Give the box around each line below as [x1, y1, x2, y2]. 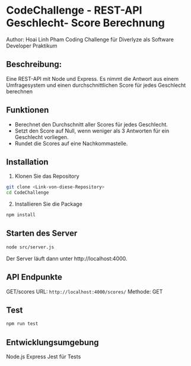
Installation [6, 157, 49, 167]
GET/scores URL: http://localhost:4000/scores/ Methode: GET [6, 288, 163, 295]
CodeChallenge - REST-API [6, 4, 142, 17]
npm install [6, 212, 36, 218]
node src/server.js [6, 244, 55, 250]
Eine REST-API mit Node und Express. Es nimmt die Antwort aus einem [6, 75, 179, 82]
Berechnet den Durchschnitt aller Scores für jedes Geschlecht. [14, 121, 168, 128]
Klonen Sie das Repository [14, 173, 79, 180]
